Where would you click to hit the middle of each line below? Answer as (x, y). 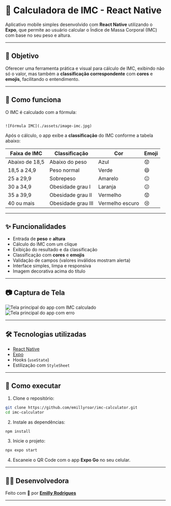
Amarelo (108, 178)
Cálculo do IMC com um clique (45, 244)
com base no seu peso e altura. (38, 35)
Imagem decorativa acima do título (49, 271)
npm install (18, 431)
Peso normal (64, 170)
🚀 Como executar (33, 386)
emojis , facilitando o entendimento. (42, 79)
